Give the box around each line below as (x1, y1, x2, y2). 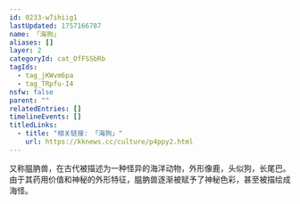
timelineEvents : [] (9, 112, 82, 121)
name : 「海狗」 (9, 29, 61, 38)
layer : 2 (9, 46, 42, 55)
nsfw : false (9, 87, 54, 96)
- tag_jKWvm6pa (17, 71, 74, 80)
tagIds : (9, 63, 38, 72)
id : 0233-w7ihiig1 (9, 12, 78, 22)
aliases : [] (9, 37, 54, 47)
